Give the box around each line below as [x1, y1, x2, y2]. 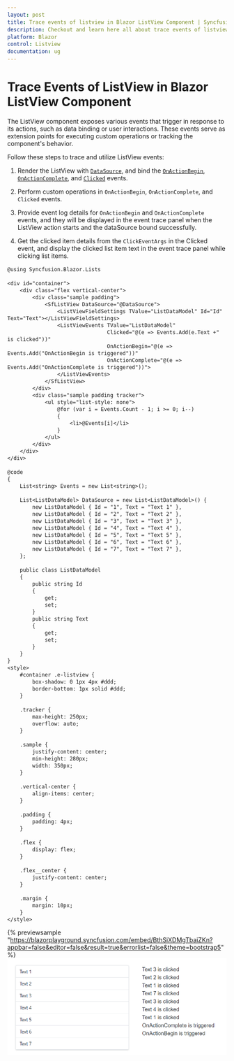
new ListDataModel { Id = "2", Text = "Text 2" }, [32, 510, 182, 517]
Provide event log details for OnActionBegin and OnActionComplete [17, 208, 205, 217]
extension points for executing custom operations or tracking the [7, 131, 194, 140]
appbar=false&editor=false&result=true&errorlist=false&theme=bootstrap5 [7, 943, 221, 951]
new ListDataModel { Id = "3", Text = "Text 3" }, [32, 517, 182, 524]
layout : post [7, 11, 45, 18]
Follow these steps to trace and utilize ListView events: [7, 152, 164, 161]
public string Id [32, 580, 82, 587]
